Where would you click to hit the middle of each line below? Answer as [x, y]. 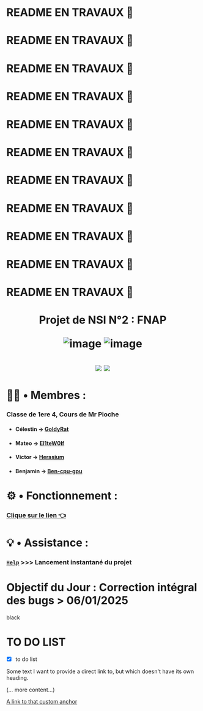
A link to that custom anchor [42, 701]
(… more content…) [31, 690]
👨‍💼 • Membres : [46, 395]
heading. [17, 677]
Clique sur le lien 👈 [36, 515]
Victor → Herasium [40, 457]
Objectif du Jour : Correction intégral [102, 588]
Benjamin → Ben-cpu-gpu [49, 471]
